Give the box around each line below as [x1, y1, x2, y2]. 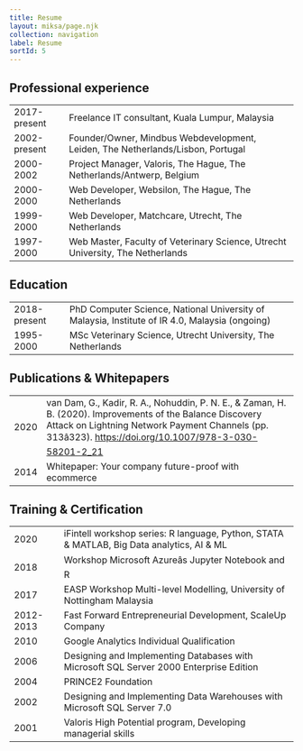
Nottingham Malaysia [63, 594, 153, 607]
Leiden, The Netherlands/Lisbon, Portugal [69, 142, 246, 155]
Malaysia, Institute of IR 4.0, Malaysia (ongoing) [69, 314, 271, 326]
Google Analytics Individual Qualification [63, 635, 236, 647]
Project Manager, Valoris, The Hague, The [69, 157, 246, 169]
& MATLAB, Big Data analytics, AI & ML [63, 538, 228, 551]
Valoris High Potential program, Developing [63, 716, 246, 728]
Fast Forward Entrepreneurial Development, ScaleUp [63, 609, 287, 622]
